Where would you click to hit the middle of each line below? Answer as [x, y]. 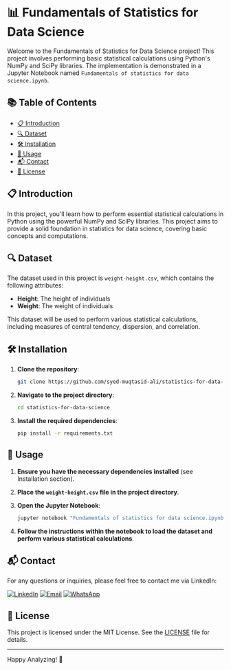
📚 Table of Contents [52, 103]
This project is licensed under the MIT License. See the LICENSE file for [109, 632]
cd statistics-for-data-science [63, 408]
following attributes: [35, 285]
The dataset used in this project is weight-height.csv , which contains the [111, 278]
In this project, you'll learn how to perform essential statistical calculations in [115, 214]
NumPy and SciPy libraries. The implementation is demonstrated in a [104, 65]
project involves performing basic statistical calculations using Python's [109, 58]
